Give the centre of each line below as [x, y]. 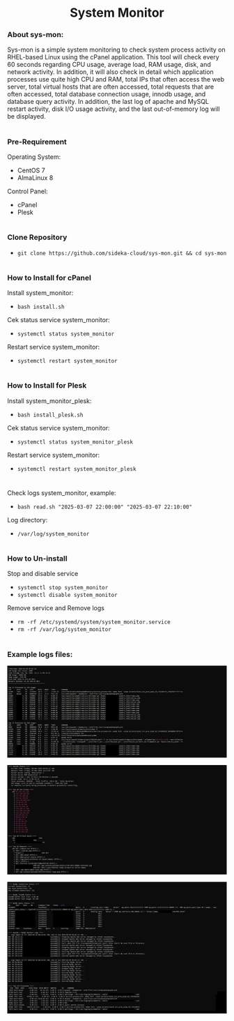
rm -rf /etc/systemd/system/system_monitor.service [94, 622]
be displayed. [27, 116]
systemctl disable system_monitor [67, 595]
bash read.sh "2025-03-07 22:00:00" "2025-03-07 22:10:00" [105, 507]
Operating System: [34, 157]
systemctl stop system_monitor [63, 588]
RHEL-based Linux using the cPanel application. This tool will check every [113, 57]
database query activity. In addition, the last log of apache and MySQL [108, 102]
